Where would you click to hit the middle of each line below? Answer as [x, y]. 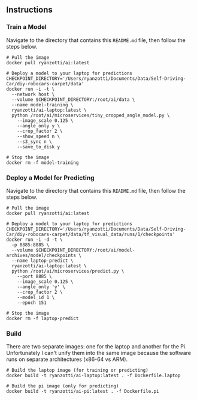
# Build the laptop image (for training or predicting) [77, 371]
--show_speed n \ [39, 136]
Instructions [29, 10]
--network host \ [33, 94]
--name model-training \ [43, 105]
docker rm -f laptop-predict [43, 318]
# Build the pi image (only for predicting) [63, 386]
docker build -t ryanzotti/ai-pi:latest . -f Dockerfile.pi [83, 392]
